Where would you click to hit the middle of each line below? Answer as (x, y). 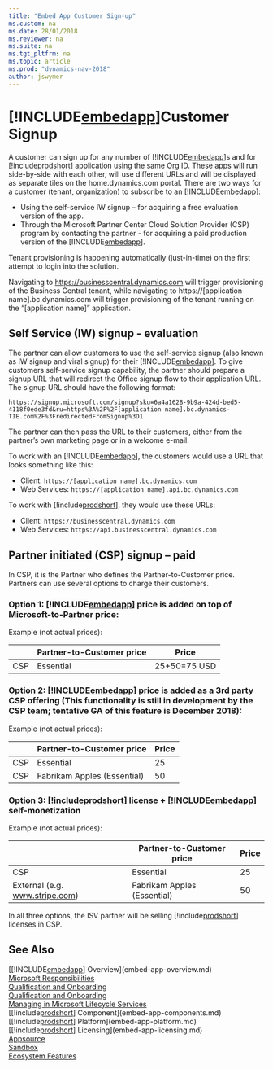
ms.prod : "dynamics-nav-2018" (60, 69)
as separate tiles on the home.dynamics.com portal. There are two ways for (135, 182)
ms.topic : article (39, 62)
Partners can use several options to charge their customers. (109, 584)
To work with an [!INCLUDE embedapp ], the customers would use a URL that (136, 456)
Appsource (27, 1038)
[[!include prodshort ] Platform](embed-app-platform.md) (103, 1021)
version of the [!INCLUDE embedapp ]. (82, 242)
